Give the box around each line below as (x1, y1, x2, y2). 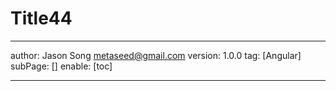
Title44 (10, 7, 73, 30)
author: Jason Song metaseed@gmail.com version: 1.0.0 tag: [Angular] (10, 49, 302, 61)
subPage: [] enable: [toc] (10, 60, 113, 72)
